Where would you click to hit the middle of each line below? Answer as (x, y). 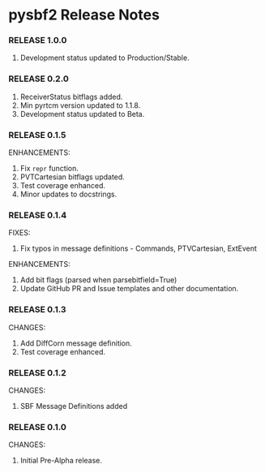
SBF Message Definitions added (74, 406)
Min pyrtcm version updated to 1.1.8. (80, 105)
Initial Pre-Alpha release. (61, 461)
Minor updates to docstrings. (68, 194)
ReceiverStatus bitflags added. (71, 97)
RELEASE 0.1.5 (37, 135)
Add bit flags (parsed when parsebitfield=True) (98, 280)
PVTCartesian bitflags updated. (73, 177)
